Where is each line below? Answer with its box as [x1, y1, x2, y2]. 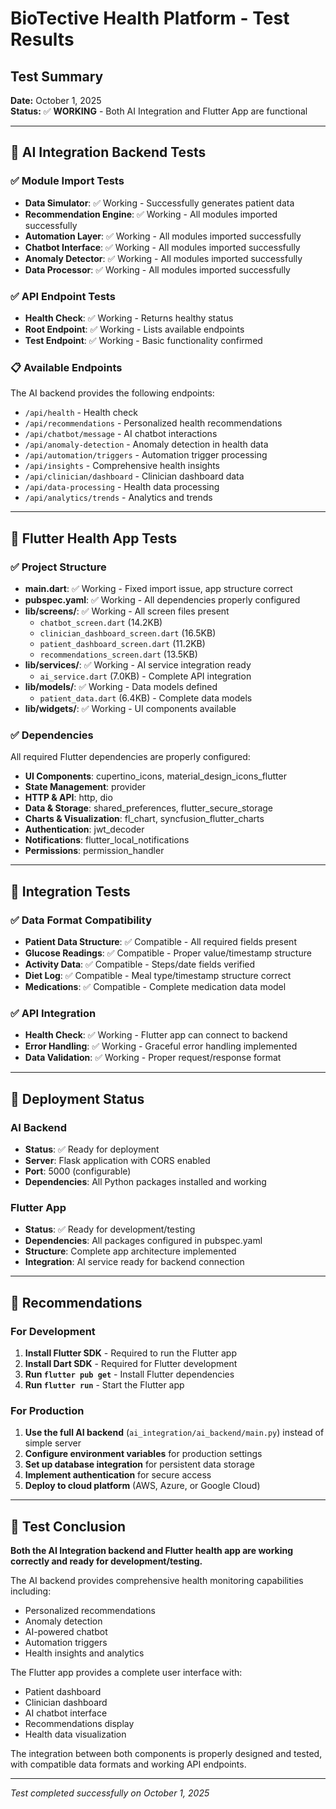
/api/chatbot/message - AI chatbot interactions [24, 428, 218, 440]
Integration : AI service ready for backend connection [24, 1256, 245, 1268]
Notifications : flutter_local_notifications [24, 834, 190, 846]
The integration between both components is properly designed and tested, [10, 1748, 323, 1760]
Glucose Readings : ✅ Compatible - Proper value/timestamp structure [24, 947, 312, 959]
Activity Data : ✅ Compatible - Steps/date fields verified [24, 958, 256, 970]
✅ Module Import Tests [10, 174, 125, 188]
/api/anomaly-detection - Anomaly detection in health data [24, 438, 269, 451]
